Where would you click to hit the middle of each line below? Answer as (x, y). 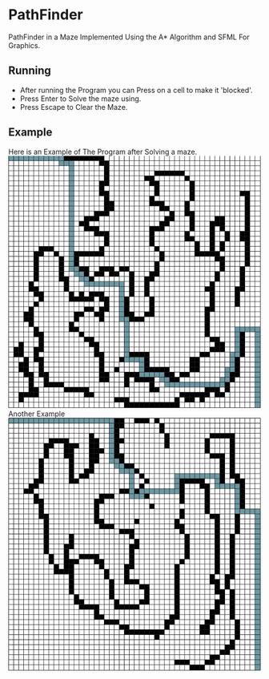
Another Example (37, 414)
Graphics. (24, 45)
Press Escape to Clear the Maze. (74, 107)
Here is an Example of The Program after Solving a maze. (103, 152)
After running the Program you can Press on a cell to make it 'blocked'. (137, 90)
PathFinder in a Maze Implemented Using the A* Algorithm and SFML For (129, 37)
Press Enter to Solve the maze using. (80, 99)
